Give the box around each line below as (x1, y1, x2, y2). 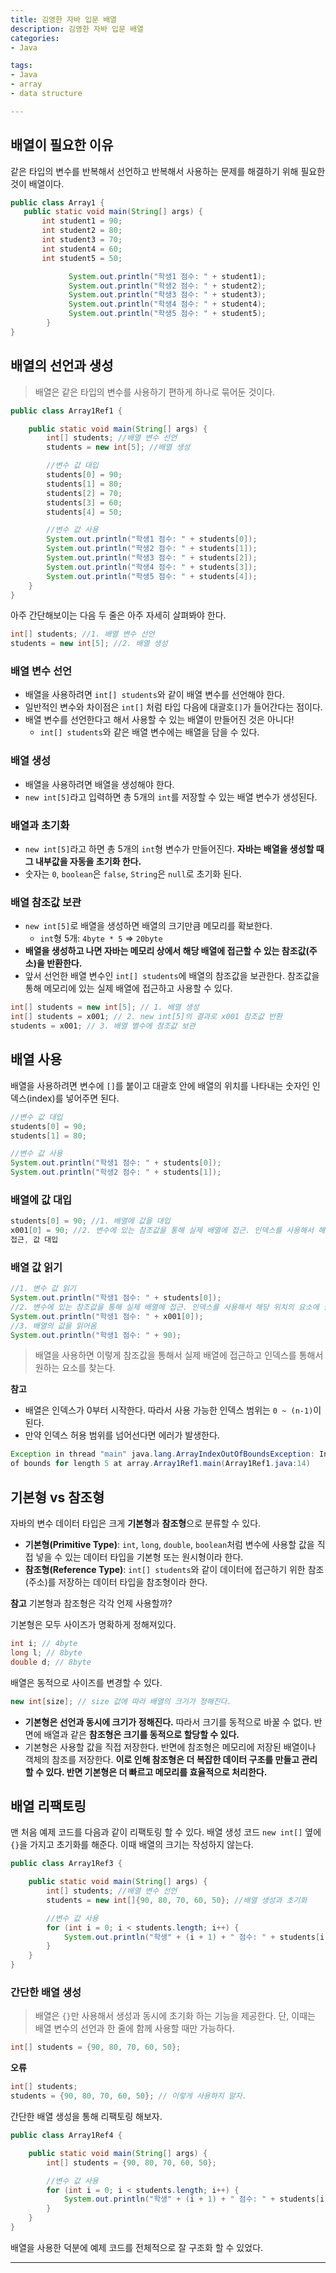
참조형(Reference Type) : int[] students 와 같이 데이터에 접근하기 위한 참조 (24, 1564, 325, 1576)
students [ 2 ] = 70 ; (46, 488, 123, 498)
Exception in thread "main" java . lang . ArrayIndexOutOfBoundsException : (10, 1449, 315, 1460)
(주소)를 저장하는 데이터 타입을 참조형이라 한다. (24, 1576, 208, 1588)
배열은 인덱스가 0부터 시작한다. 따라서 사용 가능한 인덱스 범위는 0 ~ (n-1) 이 (24, 1404, 322, 1416)
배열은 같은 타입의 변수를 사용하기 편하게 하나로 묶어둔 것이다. (34, 386, 276, 398)
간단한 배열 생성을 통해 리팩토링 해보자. (10, 2111, 163, 2123)
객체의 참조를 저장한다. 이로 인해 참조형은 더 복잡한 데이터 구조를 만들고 (24, 1753, 300, 1765)
